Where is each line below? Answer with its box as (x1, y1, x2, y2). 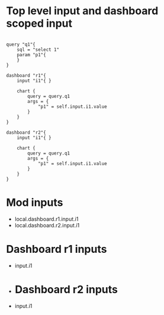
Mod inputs (6, 196, 63, 210)
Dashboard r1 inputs (6, 243, 107, 256)
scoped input (6, 17, 73, 30)
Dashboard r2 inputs (14, 283, 118, 296)
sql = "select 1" (17, 46, 60, 53)
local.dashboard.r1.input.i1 (14, 215, 79, 223)
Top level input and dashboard (6, 4, 159, 18)
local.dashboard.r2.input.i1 (14, 221, 80, 229)
